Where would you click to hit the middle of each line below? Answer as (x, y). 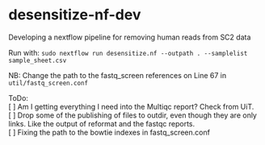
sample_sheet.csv (38, 60)
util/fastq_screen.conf (48, 83)
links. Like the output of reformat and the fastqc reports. (102, 123)
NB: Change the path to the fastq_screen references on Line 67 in (118, 75)
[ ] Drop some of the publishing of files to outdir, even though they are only (132, 115)
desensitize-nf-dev (75, 15)
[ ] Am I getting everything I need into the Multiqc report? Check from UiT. (131, 106)
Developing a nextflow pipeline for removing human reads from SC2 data (130, 37)
